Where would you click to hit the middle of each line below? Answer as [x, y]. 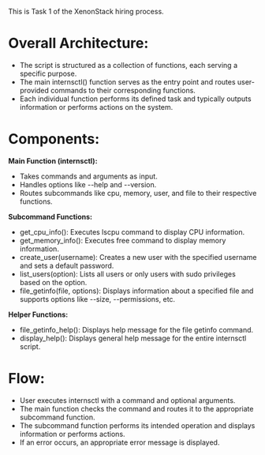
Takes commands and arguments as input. [88, 176]
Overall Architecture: [78, 43]
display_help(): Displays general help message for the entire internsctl [133, 338]
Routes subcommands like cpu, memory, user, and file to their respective [138, 193]
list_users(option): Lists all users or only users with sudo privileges [128, 274]
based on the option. [53, 282]
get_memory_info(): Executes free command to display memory [123, 240]
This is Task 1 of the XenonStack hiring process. [86, 11]
